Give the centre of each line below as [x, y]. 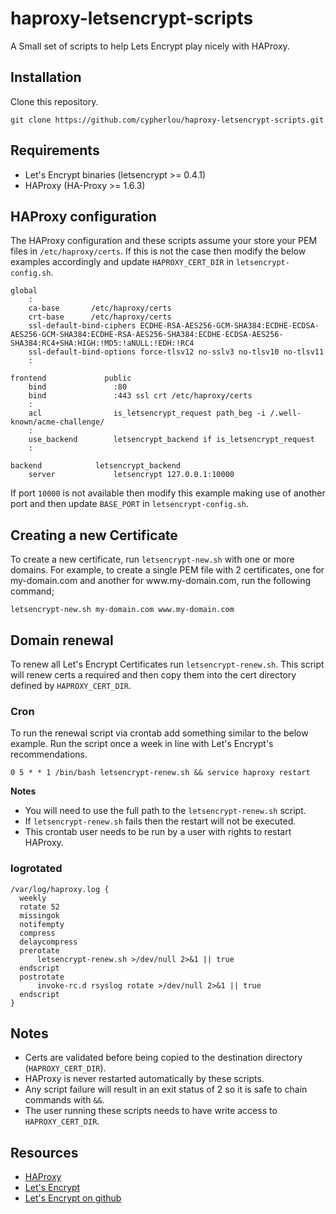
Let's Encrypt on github [73, 1198]
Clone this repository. [54, 101]
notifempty [42, 924]
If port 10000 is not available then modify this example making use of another [168, 493]
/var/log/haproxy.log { [60, 889]
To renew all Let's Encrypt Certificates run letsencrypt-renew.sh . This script [167, 664]
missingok [39, 915]
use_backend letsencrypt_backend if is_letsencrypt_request [171, 440]
